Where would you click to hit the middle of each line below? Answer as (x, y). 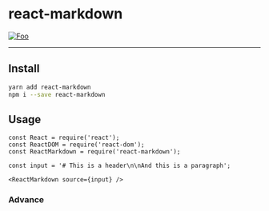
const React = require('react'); (64, 138)
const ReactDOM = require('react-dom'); (77, 145)
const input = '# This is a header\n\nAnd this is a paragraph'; (119, 166)
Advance (26, 200)
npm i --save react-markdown (57, 94)
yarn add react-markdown (50, 87)
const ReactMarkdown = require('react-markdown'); (94, 152)
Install (24, 69)
